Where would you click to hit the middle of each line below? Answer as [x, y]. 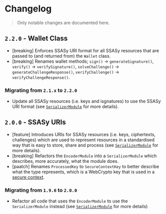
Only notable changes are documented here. [63, 23]
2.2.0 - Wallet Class [36, 38]
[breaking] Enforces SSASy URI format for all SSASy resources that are [86, 50]
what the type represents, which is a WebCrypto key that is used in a [83, 172]
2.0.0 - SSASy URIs [35, 122]
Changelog [28, 9]
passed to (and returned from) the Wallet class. [61, 56]
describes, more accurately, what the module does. [65, 161]
